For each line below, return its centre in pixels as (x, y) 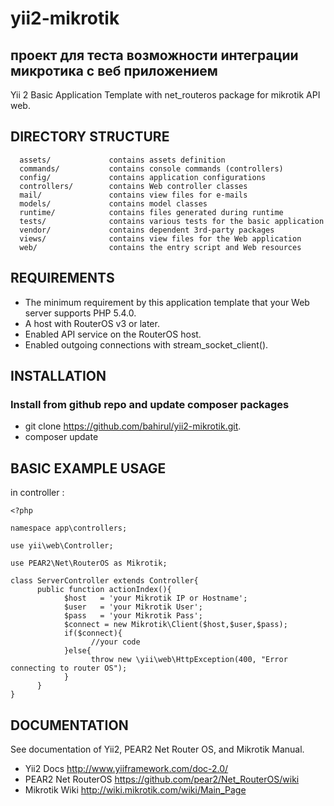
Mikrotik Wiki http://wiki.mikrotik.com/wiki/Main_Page (135, 789)
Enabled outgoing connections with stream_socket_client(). (146, 344)
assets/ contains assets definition (122, 160)
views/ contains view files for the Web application (160, 238)
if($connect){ (93, 633)
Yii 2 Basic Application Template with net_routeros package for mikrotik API (165, 95)
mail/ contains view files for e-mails (133, 195)
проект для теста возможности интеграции (154, 55)
